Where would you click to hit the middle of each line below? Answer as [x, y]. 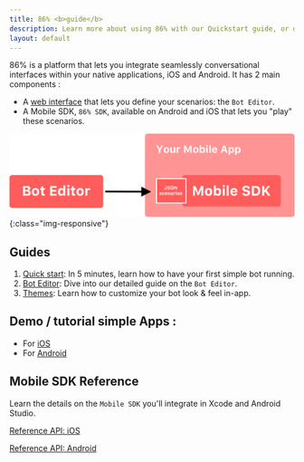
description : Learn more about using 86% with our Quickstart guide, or [149, 29]
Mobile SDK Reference [74, 382]
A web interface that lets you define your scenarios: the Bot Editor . [148, 102]
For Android [45, 352]
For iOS [37, 343]
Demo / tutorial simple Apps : [93, 322]
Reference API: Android [53, 448]
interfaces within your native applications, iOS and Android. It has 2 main [145, 75]
